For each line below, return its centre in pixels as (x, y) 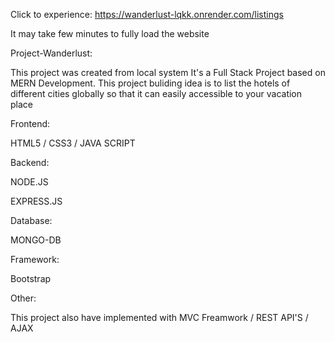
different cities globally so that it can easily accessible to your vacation (156, 93)
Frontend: (30, 123)
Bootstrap (31, 278)
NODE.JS (29, 182)
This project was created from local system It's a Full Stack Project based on (168, 72)
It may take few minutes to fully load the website (110, 33)
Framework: (35, 259)
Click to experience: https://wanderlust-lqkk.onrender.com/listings (147, 14)
